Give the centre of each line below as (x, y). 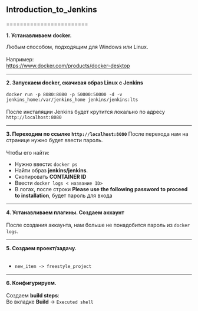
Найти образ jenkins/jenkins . (51, 170)
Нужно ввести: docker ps (46, 164)
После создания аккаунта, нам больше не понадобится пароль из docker (98, 225)
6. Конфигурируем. (32, 283)
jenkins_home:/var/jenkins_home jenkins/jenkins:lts (72, 100)
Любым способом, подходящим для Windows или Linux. (77, 47)
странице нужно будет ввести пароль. (55, 140)
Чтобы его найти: (28, 152)
